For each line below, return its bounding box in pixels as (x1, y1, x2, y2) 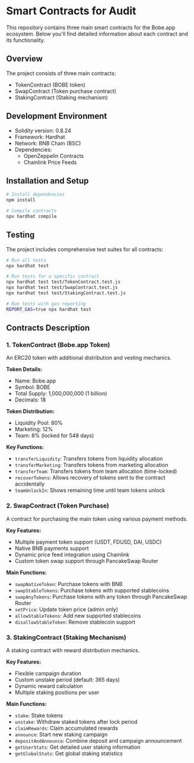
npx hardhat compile (6, 213, 58, 219)
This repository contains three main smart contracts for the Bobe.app (6, 24, 176, 31)
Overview (6, 54, 43, 64)
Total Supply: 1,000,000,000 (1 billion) (14, 390, 107, 397)
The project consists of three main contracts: (6, 70, 116, 77)
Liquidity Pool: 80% (14, 419, 63, 426)
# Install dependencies (6, 192, 65, 198)
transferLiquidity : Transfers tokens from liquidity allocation (14, 455, 163, 462)
